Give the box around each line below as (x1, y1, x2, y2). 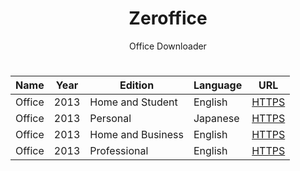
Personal (89, 112, 132, 126)
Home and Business (89, 128, 184, 142)
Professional (89, 144, 149, 158)
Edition (119, 78, 155, 92)
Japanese (193, 112, 240, 126)
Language (193, 78, 243, 92)
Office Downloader (129, 40, 207, 52)
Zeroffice (128, 7, 208, 30)
